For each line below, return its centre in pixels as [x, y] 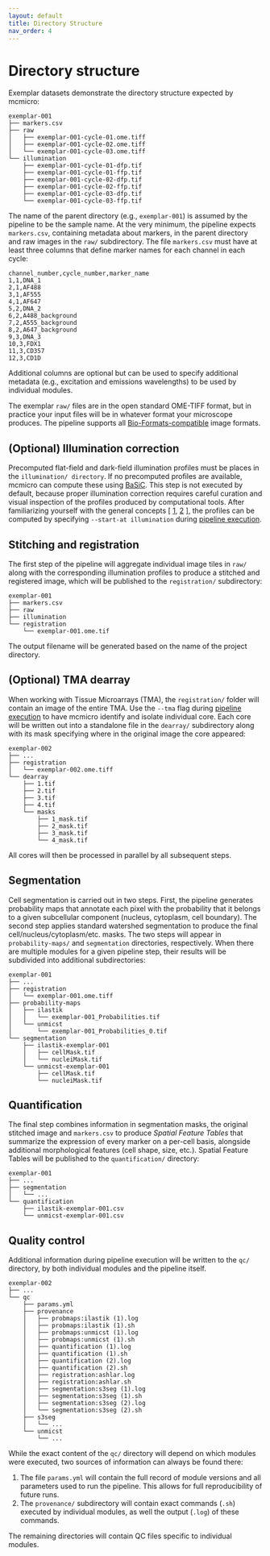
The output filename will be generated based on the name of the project [128, 646]
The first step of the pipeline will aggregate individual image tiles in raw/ [128, 564]
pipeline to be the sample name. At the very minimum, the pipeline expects [132, 225]
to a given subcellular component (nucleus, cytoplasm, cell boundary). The [133, 917]
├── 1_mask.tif [63, 819]
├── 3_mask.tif [63, 833]
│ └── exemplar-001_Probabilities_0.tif [88, 1031]
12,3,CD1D [25, 358]
